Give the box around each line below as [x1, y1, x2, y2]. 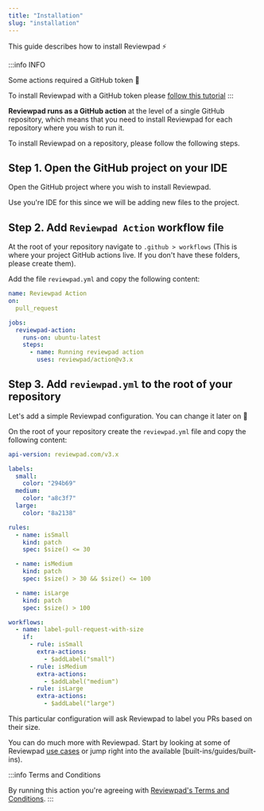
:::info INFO [8, 60, 46, 69]
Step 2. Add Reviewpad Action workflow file [8, 220, 224, 235]
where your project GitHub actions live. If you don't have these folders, [8, 250, 240, 260]
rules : [8, 523, 30, 531]
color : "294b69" [22, 479, 77, 487]
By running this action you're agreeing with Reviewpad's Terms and [8, 786, 230, 795]
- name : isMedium [15, 560, 73, 568]
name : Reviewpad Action [8, 289, 87, 298]
